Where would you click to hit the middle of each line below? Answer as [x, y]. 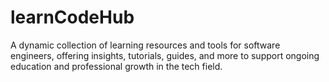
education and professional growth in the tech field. [116, 66]
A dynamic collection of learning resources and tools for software [145, 45]
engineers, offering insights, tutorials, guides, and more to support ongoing [165, 55]
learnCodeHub [72, 17]
